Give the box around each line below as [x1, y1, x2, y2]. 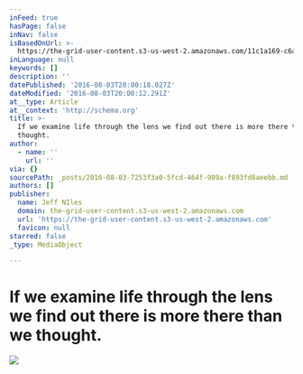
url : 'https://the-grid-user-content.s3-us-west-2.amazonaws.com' [17, 214, 272, 224]
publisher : [9, 190, 50, 199]
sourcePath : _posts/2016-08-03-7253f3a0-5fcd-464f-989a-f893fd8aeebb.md [9, 173, 289, 182]
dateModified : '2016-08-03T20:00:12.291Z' [9, 89, 171, 98]
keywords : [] [9, 64, 59, 73]
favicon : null [17, 223, 70, 232]
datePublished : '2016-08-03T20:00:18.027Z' [9, 80, 176, 89]
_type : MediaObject [9, 240, 83, 249]
